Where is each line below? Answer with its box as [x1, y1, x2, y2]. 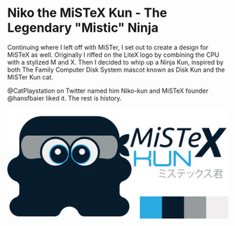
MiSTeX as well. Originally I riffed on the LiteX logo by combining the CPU [7, 51, 220, 59]
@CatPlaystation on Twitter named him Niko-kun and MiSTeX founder [7, 86, 209, 95]
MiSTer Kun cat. [7, 72, 54, 81]
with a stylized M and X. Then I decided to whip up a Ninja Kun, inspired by [7, 58, 224, 66]
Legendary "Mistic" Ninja [7, 20, 159, 36]
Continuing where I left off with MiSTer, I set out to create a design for [7, 43, 209, 51]
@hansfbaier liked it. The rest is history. [7, 93, 122, 102]
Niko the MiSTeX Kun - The [7, 5, 168, 21]
